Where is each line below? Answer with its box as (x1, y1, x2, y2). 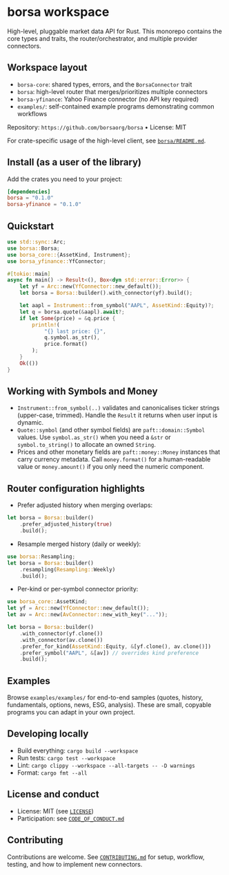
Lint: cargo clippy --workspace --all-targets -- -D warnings (17, 761, 195, 769)
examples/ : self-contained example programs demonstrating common (17, 102, 215, 111)
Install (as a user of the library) (7, 156, 141, 168)
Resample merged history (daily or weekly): (17, 540, 141, 548)
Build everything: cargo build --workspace (17, 746, 139, 755)
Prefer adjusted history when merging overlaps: (17, 501, 153, 509)
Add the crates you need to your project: (7, 174, 123, 183)
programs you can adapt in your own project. (7, 708, 136, 717)
